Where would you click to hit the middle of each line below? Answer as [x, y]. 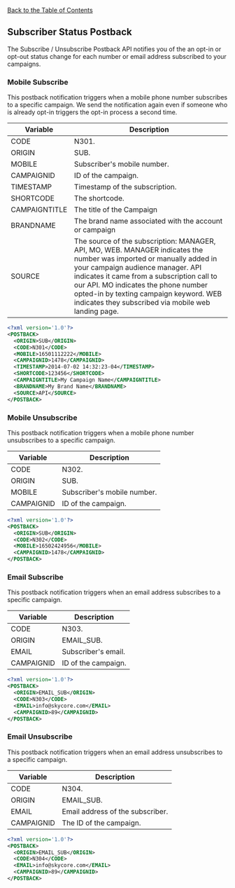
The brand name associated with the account [148, 221]
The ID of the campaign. [101, 823]
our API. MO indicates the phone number [141, 285]
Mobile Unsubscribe [42, 418]
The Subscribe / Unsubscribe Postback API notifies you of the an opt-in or [114, 49]
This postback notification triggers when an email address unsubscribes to [115, 752]
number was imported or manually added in [145, 259]
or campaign [95, 230]
